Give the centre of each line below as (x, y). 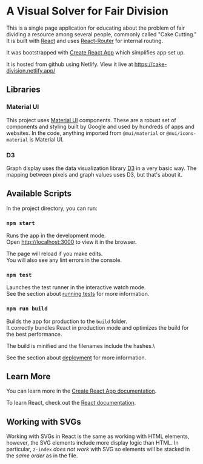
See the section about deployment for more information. (76, 358)
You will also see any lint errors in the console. (64, 260)
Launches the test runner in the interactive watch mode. (76, 287)
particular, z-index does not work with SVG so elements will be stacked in (98, 449)
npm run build (27, 309)
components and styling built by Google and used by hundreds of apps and (101, 126)
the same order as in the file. (42, 456)
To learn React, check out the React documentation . (71, 403)
